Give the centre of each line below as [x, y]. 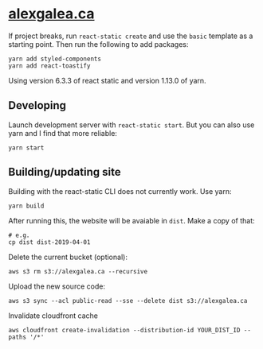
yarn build [26, 206]
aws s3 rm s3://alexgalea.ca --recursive [78, 271]
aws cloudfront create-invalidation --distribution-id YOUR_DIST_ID [124, 330]
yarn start [26, 148]
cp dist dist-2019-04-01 [49, 242]
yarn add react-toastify [49, 66]
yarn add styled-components [55, 59]
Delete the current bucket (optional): [68, 257]
